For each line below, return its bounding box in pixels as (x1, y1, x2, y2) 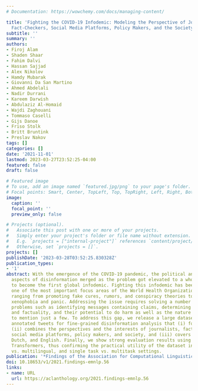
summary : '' (6, 36, 35, 42)
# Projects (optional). (6, 222, 65, 228)
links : (6, 364, 22, 371)
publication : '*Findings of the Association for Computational (6, 354, 165, 360)
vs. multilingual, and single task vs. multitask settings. (11, 348, 162, 354)
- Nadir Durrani (6, 91, 46, 97)
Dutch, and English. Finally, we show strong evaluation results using (11, 337, 192, 343)
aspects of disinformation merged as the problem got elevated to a (11, 277, 183, 283)
